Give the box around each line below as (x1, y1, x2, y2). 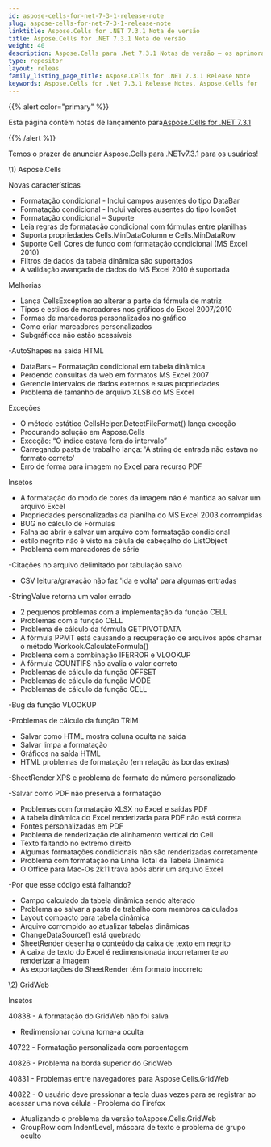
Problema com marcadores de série (19, 544, 140, 554)
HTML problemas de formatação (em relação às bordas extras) (19, 757, 230, 766)
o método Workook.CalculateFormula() (19, 641, 149, 651)
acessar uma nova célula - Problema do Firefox (8, 1098, 165, 1107)
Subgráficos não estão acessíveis (19, 330, 133, 339)
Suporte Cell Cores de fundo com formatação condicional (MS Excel (19, 238, 248, 248)
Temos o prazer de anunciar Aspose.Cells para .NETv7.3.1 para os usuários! (8, 149, 259, 158)
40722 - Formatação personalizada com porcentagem (8, 1042, 189, 1052)
